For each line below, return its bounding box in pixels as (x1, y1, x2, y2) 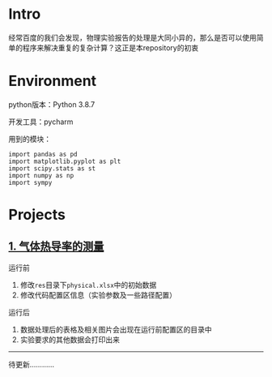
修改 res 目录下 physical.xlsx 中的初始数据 (19, 280, 157, 289)
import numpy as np (8, 171, 74, 179)
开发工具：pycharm (8, 117, 74, 126)
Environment (8, 72, 97, 90)
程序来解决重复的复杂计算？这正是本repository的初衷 (22, 42, 199, 53)
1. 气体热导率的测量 (8, 240, 104, 254)
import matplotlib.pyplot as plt (8, 157, 121, 165)
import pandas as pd (8, 150, 79, 158)
